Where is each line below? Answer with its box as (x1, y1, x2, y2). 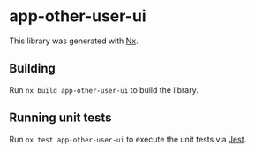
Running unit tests (9, 111, 112, 126)
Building (9, 61, 56, 76)
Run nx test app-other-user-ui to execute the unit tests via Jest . (9, 134, 247, 144)
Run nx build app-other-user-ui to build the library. (9, 84, 199, 95)
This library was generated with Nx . (9, 35, 139, 46)
